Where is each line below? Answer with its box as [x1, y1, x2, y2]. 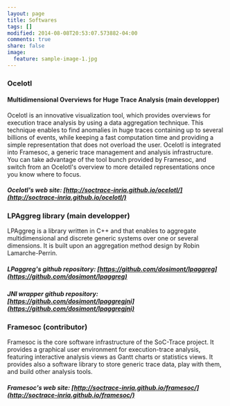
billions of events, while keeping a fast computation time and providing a [7, 133, 214, 141]
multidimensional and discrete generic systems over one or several [7, 234, 199, 243]
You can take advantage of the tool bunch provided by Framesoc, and [7, 155, 206, 163]
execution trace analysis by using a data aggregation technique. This [7, 118, 204, 127]
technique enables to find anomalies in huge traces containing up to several [7, 126, 224, 134]
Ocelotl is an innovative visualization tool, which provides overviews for [7, 111, 211, 119]
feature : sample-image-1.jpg [13, 56, 98, 63]
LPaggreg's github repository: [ [7, 265, 100, 273]
